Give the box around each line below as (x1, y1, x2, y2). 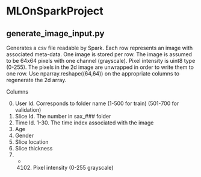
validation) (14, 106, 42, 113)
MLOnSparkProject (6, 4, 104, 18)
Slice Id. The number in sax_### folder (14, 113, 111, 120)
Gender (14, 132, 34, 139)
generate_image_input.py (6, 28, 105, 39)
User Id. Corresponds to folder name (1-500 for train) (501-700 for (14, 100, 179, 107)
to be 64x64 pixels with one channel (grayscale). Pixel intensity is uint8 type (6, 57, 196, 64)
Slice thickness (14, 145, 53, 152)
